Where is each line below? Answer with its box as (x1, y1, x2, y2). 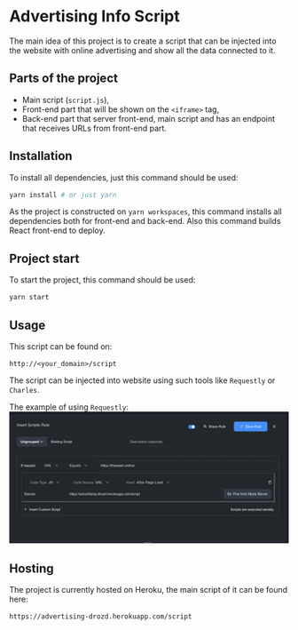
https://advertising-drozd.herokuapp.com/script (9, 611, 192, 621)
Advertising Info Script (9, 6, 180, 27)
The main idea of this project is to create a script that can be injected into (9, 36, 277, 46)
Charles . (9, 384, 40, 395)
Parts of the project (9, 71, 118, 86)
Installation (9, 148, 73, 163)
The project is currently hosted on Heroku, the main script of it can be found (9, 584, 288, 594)
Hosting (9, 561, 55, 576)
